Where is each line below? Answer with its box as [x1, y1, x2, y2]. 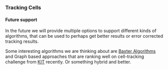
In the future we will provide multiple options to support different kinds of [5, 28, 157, 34]
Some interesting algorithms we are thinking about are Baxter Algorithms [5, 48, 156, 54]
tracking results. [5, 38, 39, 44]
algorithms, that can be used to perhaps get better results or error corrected [5, 33, 163, 39]
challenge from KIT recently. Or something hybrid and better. [5, 59, 131, 65]
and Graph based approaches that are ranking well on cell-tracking [5, 53, 144, 59]
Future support [5, 17, 38, 23]
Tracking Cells [5, 4, 41, 11]
